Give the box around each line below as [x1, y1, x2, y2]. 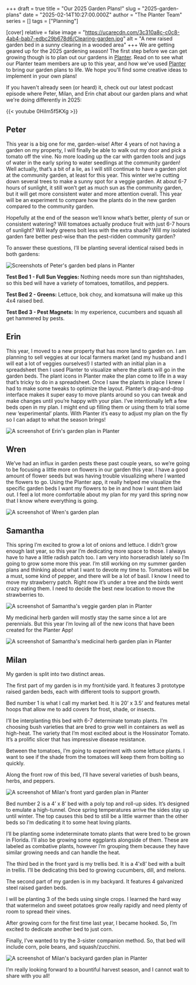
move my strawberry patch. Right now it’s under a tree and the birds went [6, 579, 183, 586]
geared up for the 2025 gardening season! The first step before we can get [6, 48, 187, 55]
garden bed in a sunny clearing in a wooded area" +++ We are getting [6, 41, 175, 48]
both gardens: [6, 250, 40, 257]
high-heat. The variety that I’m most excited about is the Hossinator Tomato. [6, 729, 190, 737]
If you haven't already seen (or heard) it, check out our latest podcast [6, 84, 174, 90]
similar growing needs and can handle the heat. [6, 849, 121, 856]
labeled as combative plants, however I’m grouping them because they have [6, 843, 190, 850]
